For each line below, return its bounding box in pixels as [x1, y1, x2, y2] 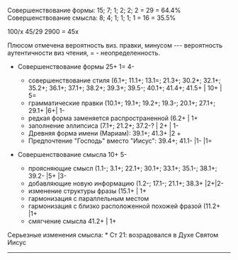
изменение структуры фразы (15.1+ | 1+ [28, 187, 147, 195]
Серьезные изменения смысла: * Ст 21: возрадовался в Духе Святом [7, 231, 219, 239]
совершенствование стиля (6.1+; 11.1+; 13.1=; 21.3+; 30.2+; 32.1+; [28, 76, 221, 85]
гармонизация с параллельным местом [28, 195, 149, 202]
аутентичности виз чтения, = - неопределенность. [7, 49, 161, 57]
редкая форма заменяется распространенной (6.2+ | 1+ [28, 114, 198, 122]
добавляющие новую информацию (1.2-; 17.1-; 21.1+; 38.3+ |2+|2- [28, 179, 225, 188]
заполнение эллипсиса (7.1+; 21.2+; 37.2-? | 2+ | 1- [28, 121, 179, 130]
